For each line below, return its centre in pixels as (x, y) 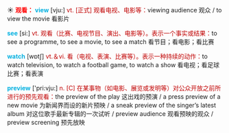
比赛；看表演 (25, 73)
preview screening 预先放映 (46, 122)
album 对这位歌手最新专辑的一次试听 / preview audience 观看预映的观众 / (110, 114)
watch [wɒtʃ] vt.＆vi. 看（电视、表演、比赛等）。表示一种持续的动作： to (107, 56)
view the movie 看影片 (38, 19)
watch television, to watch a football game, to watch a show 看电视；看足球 (113, 65)
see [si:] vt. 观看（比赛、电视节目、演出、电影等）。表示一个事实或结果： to (112, 33)
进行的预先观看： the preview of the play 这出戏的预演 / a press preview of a (114, 97)
